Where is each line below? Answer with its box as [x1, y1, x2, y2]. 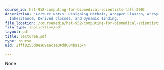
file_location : [5, 20, 36, 26]
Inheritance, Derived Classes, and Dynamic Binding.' [9, 16, 121, 21]
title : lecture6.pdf [5, 34, 47, 39]
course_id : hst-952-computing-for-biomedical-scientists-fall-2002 [5, 7, 145, 12]
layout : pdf [5, 29, 29, 34]
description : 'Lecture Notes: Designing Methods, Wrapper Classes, [5, 12, 145, 16]
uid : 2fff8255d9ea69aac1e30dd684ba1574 [5, 43, 86, 48]
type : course [5, 39, 32, 43]
